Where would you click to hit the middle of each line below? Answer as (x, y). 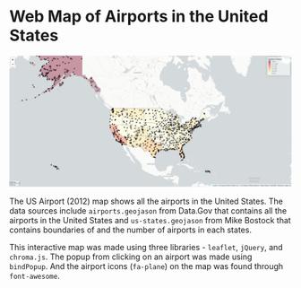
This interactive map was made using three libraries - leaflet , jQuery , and (146, 247)
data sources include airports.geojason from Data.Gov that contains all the (148, 210)
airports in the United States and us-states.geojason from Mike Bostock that (150, 220)
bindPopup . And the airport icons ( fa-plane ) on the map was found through (146, 266)
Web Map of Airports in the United (139, 17)
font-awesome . (34, 275)
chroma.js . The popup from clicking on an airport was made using (131, 257)
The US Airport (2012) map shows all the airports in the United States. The (146, 201)
